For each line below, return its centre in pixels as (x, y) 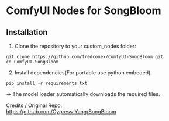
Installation (27, 32)
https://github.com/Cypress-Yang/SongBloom (61, 111)
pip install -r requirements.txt (47, 83)
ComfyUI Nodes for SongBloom (84, 11)
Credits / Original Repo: (34, 105)
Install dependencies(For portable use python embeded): (83, 73)
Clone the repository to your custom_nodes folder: (75, 46)
